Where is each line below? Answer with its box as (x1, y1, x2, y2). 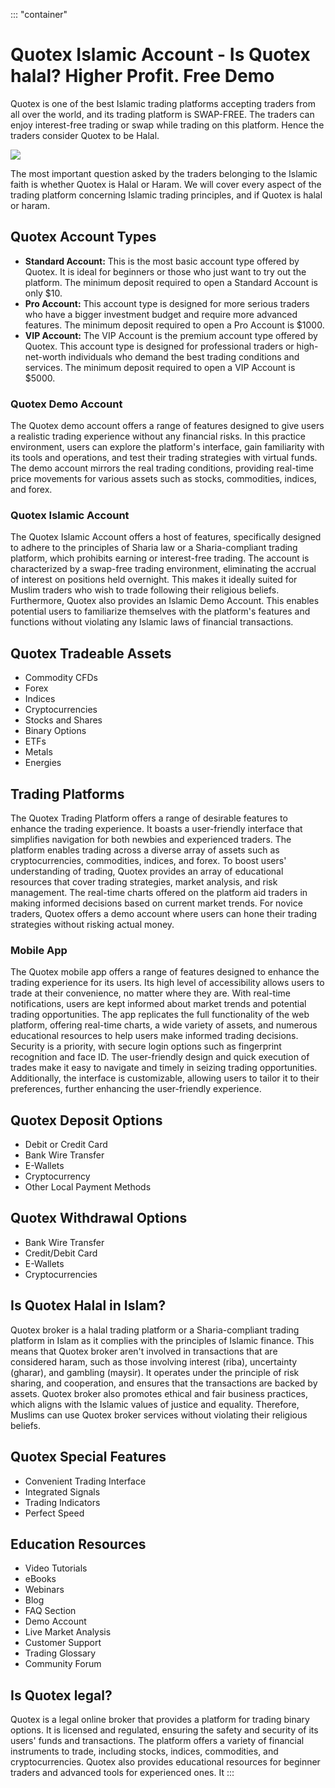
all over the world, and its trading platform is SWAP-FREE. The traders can (10, 108, 315, 120)
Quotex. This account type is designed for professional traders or (24, 340, 295, 352)
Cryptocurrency (24, 1170, 91, 1183)
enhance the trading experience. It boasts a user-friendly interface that (10, 822, 303, 834)
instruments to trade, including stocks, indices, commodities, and (10, 1745, 279, 1758)
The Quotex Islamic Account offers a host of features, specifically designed (10, 531, 322, 543)
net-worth (24, 350, 67, 363)
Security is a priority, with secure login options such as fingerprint (10, 1040, 282, 1053)
